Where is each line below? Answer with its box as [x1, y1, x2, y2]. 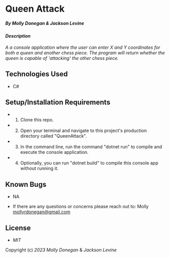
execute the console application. [20, 149, 89, 155]
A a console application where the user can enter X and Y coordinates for [5, 44, 160, 50]
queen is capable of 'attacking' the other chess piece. [5, 55, 119, 61]
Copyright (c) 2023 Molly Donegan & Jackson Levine [5, 247, 117, 253]
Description [5, 33, 31, 39]
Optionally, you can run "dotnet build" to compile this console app [20, 160, 159, 166]
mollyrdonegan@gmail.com [12, 209, 71, 215]
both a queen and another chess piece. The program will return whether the [5, 49, 165, 56]
